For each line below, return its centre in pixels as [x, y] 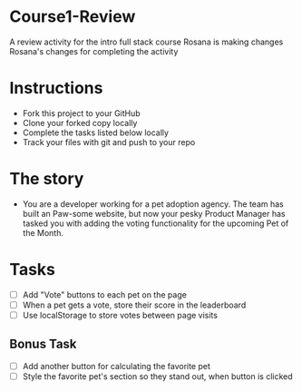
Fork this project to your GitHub [81, 113]
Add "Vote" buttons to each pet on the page [105, 294]
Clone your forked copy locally [80, 122]
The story [47, 179]
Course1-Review [73, 17]
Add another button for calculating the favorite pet [117, 366]
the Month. [43, 232]
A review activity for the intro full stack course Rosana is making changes [146, 42]
